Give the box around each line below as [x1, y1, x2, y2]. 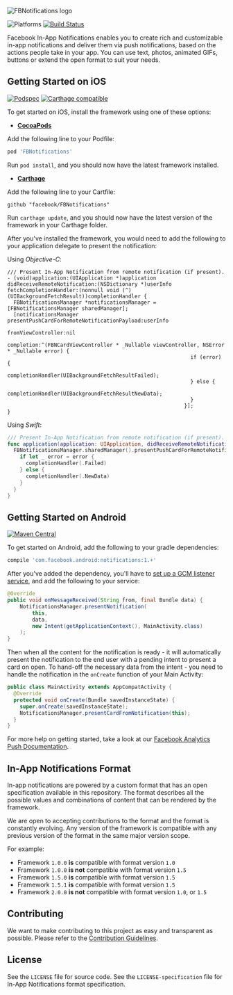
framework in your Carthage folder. [7, 220, 107, 229]
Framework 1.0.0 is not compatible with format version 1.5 [17, 866, 187, 874]
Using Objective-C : [7, 254, 62, 264]
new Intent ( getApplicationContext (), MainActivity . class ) [32, 622, 203, 629]
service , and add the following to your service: [7, 577, 140, 585]
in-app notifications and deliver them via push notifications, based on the [7, 41, 216, 49]
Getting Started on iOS [7, 76, 106, 88]
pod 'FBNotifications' [7, 148, 73, 155]
